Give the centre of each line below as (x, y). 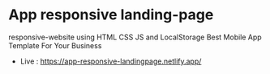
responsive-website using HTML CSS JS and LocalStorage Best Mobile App (135, 37)
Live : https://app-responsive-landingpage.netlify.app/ (111, 61)
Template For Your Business (55, 45)
